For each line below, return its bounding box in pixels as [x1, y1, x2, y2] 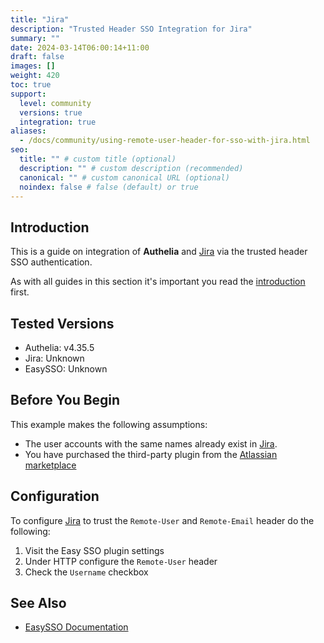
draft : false [10, 52, 65, 62]
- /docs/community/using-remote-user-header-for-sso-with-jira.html [19, 136, 311, 146]
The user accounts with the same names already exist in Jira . [24, 437, 278, 450]
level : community [19, 98, 92, 108]
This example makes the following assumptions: [10, 418, 208, 430]
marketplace [24, 459, 77, 471]
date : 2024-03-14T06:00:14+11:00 [10, 42, 150, 53]
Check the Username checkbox [24, 566, 149, 578]
